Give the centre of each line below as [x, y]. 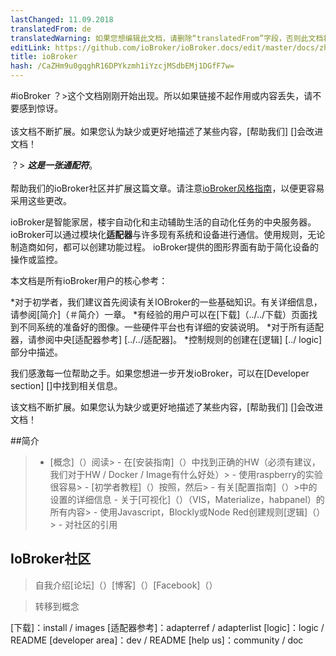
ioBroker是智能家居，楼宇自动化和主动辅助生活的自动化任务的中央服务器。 [163, 222]
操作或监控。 [36, 259]
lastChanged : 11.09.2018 [62, 19]
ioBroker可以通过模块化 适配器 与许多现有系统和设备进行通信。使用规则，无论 [168, 234]
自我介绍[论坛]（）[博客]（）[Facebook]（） [126, 585]
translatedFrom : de [51, 29]
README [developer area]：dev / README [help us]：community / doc [157, 640]
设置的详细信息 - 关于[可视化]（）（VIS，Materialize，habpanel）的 [187, 499]
